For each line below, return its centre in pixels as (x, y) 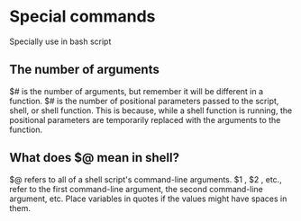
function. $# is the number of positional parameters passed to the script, (144, 101)
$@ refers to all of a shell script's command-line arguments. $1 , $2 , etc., (146, 179)
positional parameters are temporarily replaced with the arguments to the (145, 119)
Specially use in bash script (60, 41)
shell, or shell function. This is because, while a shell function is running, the (151, 110)
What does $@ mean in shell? (95, 158)
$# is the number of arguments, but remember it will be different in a (137, 91)
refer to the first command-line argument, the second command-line (137, 189)
